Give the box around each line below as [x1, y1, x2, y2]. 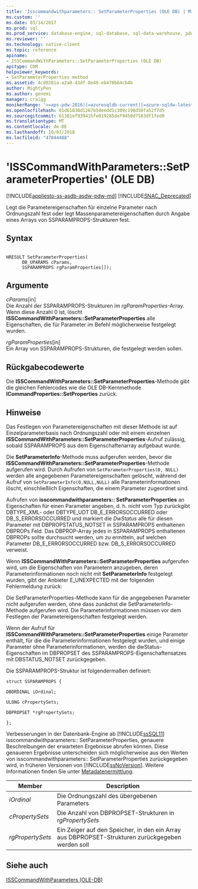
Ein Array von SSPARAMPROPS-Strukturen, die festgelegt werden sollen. [6, 345, 183, 352]
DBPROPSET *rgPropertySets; [6, 709, 75, 716]
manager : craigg [6, 96, 46, 102]
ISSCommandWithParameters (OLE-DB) [6, 876, 103, 883]
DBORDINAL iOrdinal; [6, 688, 57, 695]
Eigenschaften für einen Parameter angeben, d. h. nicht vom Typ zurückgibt [6, 502, 190, 509]
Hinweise [6, 408, 41, 418]
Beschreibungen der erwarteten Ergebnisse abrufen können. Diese [6, 743, 169, 750]
